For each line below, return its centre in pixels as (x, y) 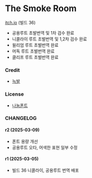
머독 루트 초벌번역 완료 (33, 51)
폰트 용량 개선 (25, 141)
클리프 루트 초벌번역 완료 (35, 57)
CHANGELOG (21, 118)
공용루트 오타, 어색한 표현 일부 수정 (45, 147)
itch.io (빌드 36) (20, 22)
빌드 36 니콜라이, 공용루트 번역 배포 (46, 170)
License (14, 94)
